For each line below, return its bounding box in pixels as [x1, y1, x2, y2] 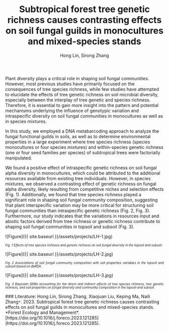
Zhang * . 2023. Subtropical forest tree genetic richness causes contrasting [5, 299, 159, 305]
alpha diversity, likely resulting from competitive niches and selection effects [5, 186, 164, 192]
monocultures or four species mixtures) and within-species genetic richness [5, 144, 163, 150]
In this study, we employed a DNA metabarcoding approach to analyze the [5, 128, 159, 134]
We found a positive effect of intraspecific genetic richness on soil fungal [5, 164, 157, 171]
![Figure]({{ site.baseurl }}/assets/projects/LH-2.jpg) [5, 251, 114, 257]
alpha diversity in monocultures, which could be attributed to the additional [5, 170, 160, 176]
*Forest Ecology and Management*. [5, 309, 79, 315]
